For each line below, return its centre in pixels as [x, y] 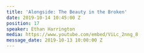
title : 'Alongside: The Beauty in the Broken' [67, 12]
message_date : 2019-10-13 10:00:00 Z [55, 40]
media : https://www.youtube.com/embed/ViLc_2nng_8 [72, 35]
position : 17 [23, 23]
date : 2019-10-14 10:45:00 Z [44, 18]
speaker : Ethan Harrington [41, 29]
